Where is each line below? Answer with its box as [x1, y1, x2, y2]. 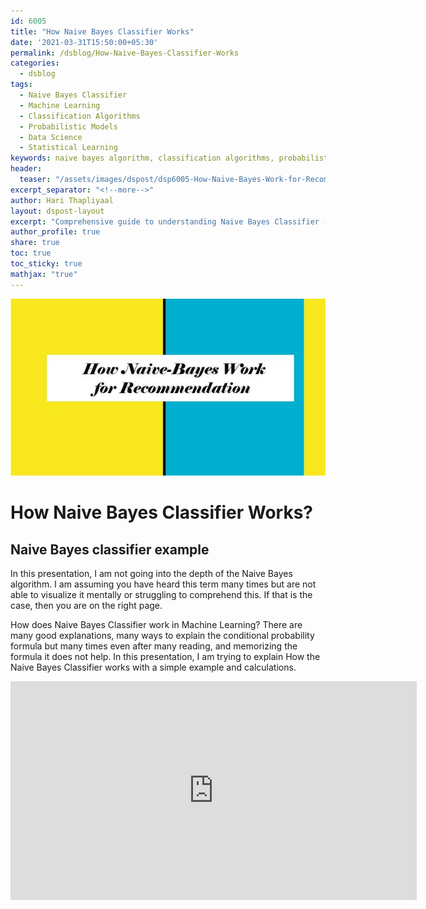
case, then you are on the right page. [10, 600, 163, 612]
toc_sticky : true [10, 259, 83, 269]
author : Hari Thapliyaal [10, 195, 114, 205]
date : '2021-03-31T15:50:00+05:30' [10, 37, 159, 47]
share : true [10, 238, 60, 248]
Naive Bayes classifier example [10, 541, 210, 558]
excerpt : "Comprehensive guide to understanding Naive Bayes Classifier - [10, 216, 329, 227]
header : [10, 164, 43, 174]
